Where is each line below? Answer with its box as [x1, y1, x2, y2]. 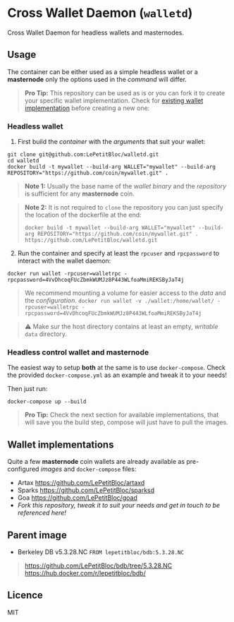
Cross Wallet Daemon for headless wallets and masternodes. [7, 28, 185, 37]
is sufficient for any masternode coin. [24, 189, 135, 198]
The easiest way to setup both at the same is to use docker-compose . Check [7, 364, 226, 372]
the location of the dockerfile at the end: [24, 210, 142, 220]
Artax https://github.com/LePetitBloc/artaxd [17, 479, 145, 487]
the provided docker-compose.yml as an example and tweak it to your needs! [7, 371, 228, 379]
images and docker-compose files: [40, 465, 137, 474]
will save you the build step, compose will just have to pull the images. [24, 418, 228, 426]
